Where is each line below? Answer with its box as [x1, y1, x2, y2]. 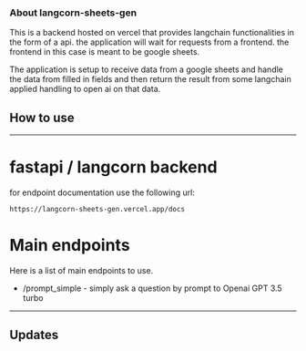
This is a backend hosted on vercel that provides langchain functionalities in [9, 27, 294, 38]
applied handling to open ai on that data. [9, 84, 161, 95]
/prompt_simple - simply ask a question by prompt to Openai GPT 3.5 [22, 283, 282, 294]
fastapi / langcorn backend [9, 157, 218, 178]
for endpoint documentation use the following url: [9, 187, 196, 198]
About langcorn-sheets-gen [9, 6, 138, 19]
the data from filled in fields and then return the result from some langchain [9, 74, 291, 85]
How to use [9, 109, 75, 125]
